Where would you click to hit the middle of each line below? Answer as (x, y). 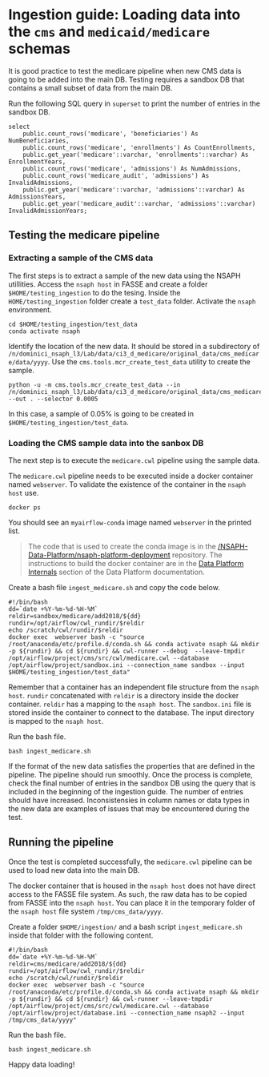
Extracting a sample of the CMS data (81, 258)
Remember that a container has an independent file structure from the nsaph (134, 687)
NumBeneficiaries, (39, 141)
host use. (24, 492)
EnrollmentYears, (37, 162)
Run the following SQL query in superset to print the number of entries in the (134, 103)
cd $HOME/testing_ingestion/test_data (73, 324)
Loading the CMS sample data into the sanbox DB (106, 443)
